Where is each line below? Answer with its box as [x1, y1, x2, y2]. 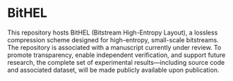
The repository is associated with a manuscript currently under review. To [7, 43, 222, 51]
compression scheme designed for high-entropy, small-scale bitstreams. [7, 35, 219, 44]
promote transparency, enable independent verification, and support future [7, 51, 226, 59]
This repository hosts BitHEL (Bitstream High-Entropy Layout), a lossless [7, 28, 218, 37]
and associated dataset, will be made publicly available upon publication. [7, 66, 220, 74]
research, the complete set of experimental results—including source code [7, 58, 225, 66]
